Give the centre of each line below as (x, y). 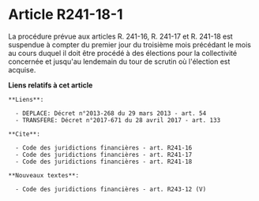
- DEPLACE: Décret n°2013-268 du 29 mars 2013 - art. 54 (111, 113)
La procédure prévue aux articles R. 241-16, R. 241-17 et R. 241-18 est (120, 36)
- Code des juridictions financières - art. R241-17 (104, 154)
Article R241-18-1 (66, 15)
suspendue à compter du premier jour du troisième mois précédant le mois (129, 44)
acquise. (22, 69)
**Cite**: (24, 134)
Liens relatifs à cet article (51, 85)
